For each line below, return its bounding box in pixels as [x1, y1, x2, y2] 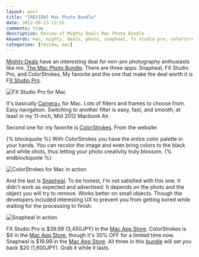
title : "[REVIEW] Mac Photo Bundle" [6, 14, 97, 20]
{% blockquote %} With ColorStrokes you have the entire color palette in [6, 135, 183, 142]
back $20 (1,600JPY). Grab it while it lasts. [6, 244, 110, 251]
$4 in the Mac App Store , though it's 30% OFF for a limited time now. [6, 232, 175, 239]
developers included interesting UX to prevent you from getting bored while [6, 196, 191, 203]
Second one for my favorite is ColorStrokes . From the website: [6, 124, 158, 131]
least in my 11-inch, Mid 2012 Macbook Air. [6, 112, 110, 119]
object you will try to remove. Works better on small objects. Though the [6, 189, 182, 197]
